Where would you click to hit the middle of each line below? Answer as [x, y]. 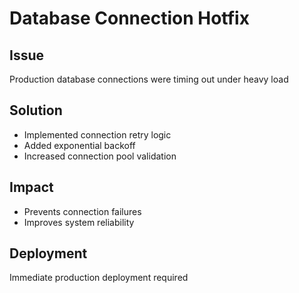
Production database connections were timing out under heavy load [149, 79]
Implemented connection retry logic [97, 134]
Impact [31, 187]
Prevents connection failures [82, 211]
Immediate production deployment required [99, 278]
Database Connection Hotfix [129, 18]
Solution [36, 110]
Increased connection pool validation [100, 156]
